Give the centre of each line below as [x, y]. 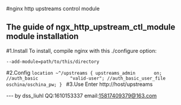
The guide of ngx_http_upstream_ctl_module [91, 27]
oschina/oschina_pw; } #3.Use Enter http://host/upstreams [80, 84]
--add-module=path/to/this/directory [53, 62]
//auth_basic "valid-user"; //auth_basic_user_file [86, 78]
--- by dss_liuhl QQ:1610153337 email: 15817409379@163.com [82, 96]
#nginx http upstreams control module [53, 9]
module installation [42, 36]
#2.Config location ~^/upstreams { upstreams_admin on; [84, 72]
